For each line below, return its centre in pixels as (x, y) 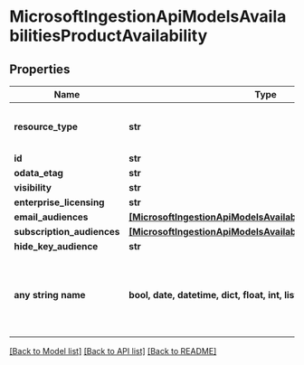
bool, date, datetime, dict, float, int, (205, 295)
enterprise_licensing (59, 202)
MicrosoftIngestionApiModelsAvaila (148, 17)
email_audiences (51, 217)
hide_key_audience (56, 246)
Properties (40, 69)
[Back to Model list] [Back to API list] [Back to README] (113, 351)
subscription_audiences (67, 232)
